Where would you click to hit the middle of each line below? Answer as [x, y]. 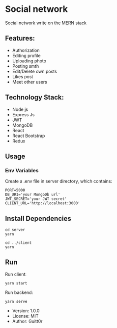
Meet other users [30, 82]
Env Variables [22, 170]
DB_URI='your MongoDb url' [33, 195]
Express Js [23, 114]
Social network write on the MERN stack [46, 23]
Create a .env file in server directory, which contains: [58, 181]
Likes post [23, 76]
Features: [20, 38]
